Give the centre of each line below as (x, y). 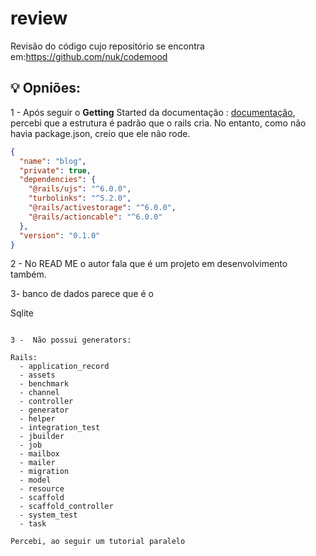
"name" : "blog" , (53, 161)
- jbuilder (42, 437)
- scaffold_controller (66, 507)
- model (35, 480)
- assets (37, 375)
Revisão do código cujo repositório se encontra (107, 46)
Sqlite (22, 313)
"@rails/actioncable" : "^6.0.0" (95, 217)
